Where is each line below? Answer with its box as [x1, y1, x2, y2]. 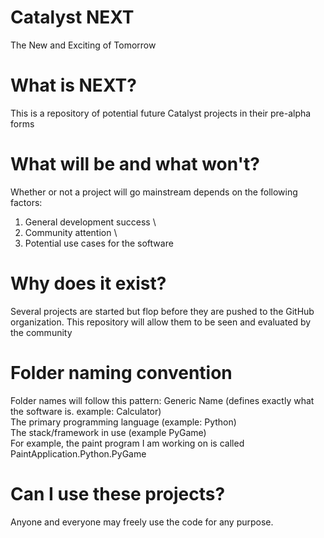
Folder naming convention [10, 361, 233, 384]
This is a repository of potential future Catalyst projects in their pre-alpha [10, 107, 312, 119]
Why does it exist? [10, 272, 167, 295]
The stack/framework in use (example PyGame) [10, 426, 207, 438]
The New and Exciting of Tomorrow [10, 39, 157, 51]
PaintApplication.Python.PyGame [10, 447, 147, 460]
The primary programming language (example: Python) [10, 416, 237, 428]
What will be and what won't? [10, 153, 260, 176]
